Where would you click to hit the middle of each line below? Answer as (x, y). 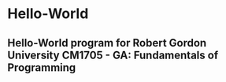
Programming (42, 67)
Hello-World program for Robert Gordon (107, 43)
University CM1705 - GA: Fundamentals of (113, 55)
